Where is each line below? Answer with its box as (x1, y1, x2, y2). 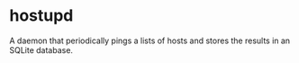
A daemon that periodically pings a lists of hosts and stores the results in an (9, 35, 291, 46)
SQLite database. (9, 44, 74, 55)
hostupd (9, 5, 74, 26)
